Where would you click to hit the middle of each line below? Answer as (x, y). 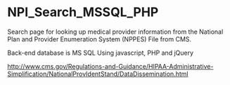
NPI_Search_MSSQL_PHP (83, 12)
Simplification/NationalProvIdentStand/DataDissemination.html (98, 74)
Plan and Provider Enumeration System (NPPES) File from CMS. (100, 39)
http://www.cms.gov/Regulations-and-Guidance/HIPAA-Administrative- (110, 66)
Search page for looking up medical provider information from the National (115, 32)
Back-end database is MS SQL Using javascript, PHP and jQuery (101, 53)
